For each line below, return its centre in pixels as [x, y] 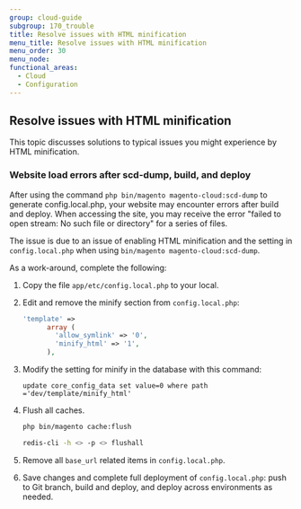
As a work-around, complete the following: [88, 268]
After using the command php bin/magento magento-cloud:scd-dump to [138, 195]
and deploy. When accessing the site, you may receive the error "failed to [145, 214]
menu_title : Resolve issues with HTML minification [108, 43]
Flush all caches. [53, 410]
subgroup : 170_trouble [52, 26]
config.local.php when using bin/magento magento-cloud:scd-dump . [135, 250]
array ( [61, 327]
